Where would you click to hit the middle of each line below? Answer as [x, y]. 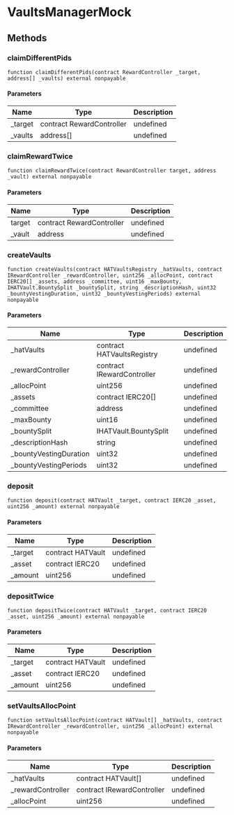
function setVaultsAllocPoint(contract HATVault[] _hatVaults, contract [115, 721]
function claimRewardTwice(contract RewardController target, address [112, 171]
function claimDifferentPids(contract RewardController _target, [104, 72]
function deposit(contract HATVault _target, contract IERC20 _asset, [112, 500]
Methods [27, 38]
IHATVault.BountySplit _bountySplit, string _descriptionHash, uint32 [112, 287]
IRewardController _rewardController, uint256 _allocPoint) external [110, 727]
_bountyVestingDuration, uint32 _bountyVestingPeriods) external [104, 294]
